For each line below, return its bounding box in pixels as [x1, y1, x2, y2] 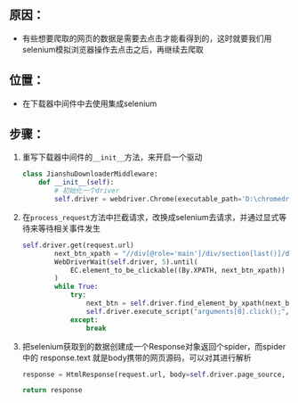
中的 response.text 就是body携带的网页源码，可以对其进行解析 [21, 352, 252, 363]
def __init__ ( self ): [38, 178, 115, 187]
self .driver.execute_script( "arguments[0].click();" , [85, 307, 290, 316]
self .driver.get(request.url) [21, 241, 135, 250]
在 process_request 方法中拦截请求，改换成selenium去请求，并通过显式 [21, 211, 279, 222]
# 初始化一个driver [54, 186, 120, 195]
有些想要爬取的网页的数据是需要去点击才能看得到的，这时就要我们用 [21, 33, 272, 44]
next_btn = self [85, 299, 147, 308]
